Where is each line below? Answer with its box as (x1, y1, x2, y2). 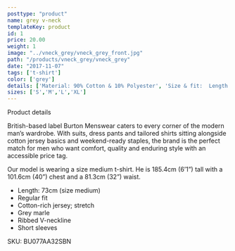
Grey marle (17, 209, 51, 217)
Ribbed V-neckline (17, 216, 72, 225)
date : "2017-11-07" (7, 63, 65, 70)
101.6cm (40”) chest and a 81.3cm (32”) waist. (7, 173, 141, 181)
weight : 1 (7, 43, 37, 50)
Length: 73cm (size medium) (17, 186, 101, 195)
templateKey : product (7, 23, 71, 30)
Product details (7, 108, 51, 117)
